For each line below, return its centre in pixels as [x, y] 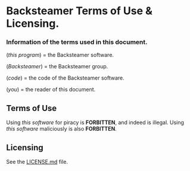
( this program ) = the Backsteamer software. [60, 55]
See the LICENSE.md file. [37, 162]
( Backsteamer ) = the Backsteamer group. [57, 66]
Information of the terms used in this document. [77, 42]
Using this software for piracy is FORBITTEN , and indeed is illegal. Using [95, 122]
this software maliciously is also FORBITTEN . [62, 129]
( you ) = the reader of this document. [51, 90]
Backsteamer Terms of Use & [80, 11]
